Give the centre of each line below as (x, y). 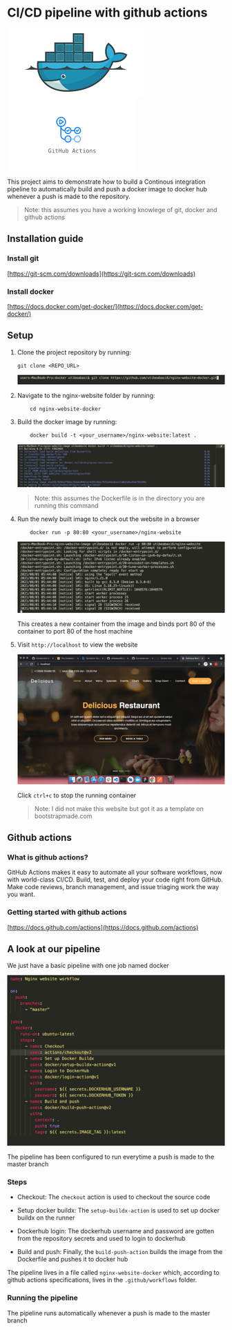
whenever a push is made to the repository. (69, 196)
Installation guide (46, 239)
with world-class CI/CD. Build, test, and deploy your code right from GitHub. (115, 880)
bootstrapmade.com (63, 816)
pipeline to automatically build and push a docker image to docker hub (107, 189)
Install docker (30, 292)
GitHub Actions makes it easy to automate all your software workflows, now (115, 873)
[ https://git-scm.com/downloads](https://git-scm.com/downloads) (101, 274)
